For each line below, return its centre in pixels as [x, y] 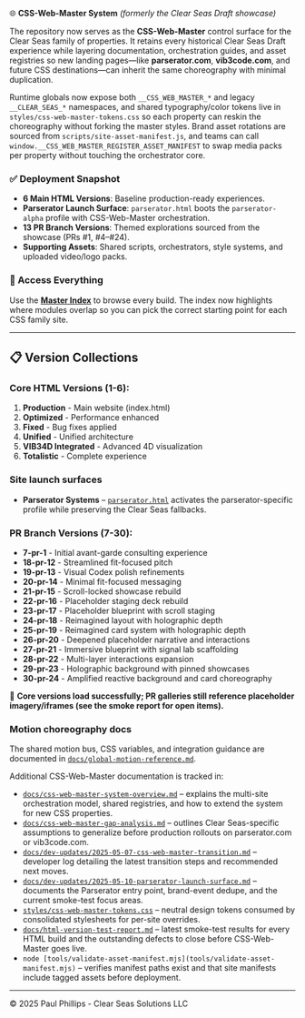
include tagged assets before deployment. [102, 978]
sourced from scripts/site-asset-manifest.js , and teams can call [134, 136]
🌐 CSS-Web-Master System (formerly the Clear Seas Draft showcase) [143, 13]
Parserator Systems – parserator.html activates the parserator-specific [157, 499]
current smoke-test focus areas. [83, 901]
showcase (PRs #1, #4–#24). [76, 237]
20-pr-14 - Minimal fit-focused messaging [102, 581]
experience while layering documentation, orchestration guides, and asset [148, 50]
